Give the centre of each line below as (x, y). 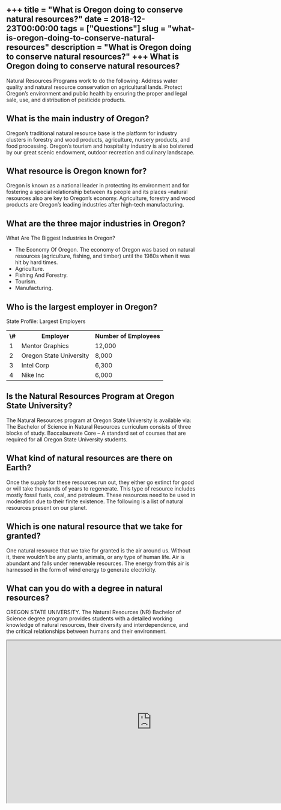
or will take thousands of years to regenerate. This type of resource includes (101, 488)
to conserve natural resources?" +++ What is (92, 57)
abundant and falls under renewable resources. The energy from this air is (98, 563)
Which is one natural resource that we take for (95, 527)
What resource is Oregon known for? (77, 171)
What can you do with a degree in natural (85, 588)
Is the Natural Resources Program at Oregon (90, 397)
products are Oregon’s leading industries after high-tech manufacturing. (95, 205)
